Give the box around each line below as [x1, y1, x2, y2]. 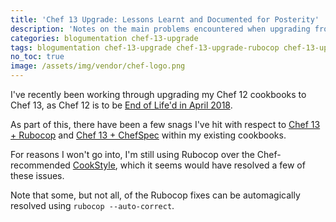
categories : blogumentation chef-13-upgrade [10, 33, 199, 43]
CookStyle [72, 159, 116, 171]
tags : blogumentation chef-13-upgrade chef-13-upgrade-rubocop [10, 42, 280, 53]
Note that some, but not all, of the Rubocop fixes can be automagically [10, 189, 301, 201]
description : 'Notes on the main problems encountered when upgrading [10, 24, 311, 34]
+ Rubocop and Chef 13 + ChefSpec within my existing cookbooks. [10, 129, 287, 141]
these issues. [10, 170, 65, 181]
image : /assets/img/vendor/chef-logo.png [10, 61, 186, 71]
